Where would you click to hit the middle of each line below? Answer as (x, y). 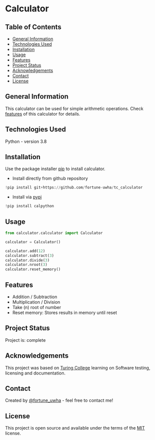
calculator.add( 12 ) (25, 251)
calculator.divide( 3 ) (27, 260)
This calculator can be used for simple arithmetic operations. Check (74, 108)
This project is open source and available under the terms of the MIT (75, 428)
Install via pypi (27, 197)
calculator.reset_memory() (33, 269)
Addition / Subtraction (35, 297)
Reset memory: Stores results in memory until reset (65, 313)
